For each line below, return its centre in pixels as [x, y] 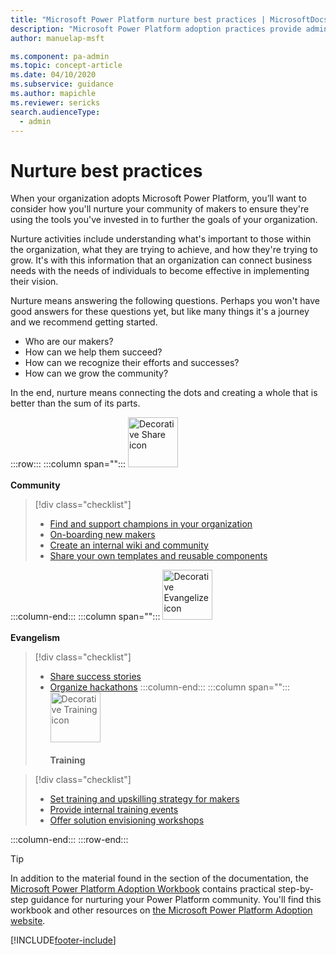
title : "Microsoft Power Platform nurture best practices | [138, 19]
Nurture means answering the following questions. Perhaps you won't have [165, 301]
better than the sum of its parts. [75, 403]
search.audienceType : [55, 112]
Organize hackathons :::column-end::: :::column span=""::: [170, 687]
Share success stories [95, 677]
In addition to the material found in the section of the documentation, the [159, 878]
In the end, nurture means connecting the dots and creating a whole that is [164, 393]
